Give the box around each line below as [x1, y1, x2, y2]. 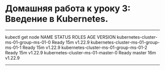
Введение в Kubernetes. [5, 13, 109, 24]
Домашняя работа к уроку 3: [5, 3, 131, 14]
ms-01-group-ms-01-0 [5, 39, 51, 45]
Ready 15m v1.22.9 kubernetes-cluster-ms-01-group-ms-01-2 [22, 45, 147, 50]
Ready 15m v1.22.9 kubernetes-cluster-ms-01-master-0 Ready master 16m [5, 49, 156, 55]
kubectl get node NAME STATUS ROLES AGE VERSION [5, 34, 116, 40]
